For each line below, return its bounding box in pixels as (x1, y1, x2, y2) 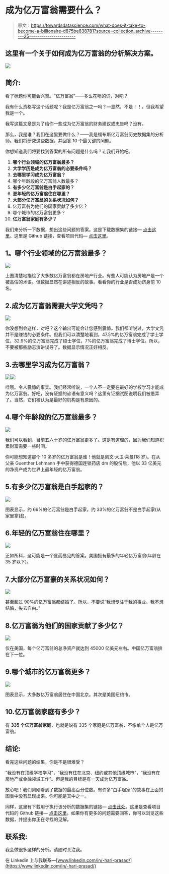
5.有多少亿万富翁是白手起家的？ (5, 483, 104, 491)
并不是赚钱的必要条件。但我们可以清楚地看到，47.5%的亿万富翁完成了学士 (5, 331, 159, 338)
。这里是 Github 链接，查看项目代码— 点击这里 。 (10, 232, 111, 239)
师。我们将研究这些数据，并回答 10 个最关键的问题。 (5, 137, 114, 144)
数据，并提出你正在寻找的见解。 (5, 816, 71, 822)
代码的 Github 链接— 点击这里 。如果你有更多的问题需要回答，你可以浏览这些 (5, 810, 164, 816)
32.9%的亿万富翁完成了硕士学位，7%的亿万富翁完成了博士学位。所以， (14, 338, 162, 344)
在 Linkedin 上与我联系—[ (5, 857, 58, 863)
